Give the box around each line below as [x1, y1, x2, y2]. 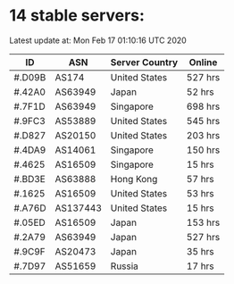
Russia [110, 260, 138, 272]
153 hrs [186, 216, 221, 229]
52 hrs [186, 86, 214, 98]
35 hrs [186, 245, 214, 257]
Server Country [110, 55, 179, 68]
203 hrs [186, 129, 221, 141]
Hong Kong [110, 172, 158, 185]
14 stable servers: [9, 5, 146, 26]
